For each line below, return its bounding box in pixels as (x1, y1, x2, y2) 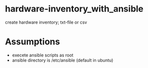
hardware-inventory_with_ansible (5, 3, 144, 14)
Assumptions (5, 36, 60, 47)
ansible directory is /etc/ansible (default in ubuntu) (12, 57, 114, 63)
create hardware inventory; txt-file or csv (5, 19, 87, 25)
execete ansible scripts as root (12, 52, 74, 58)
